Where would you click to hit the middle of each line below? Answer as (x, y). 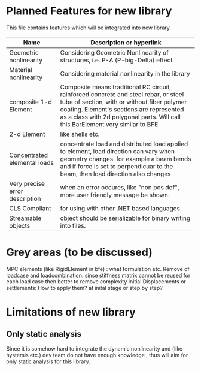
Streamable (25, 218)
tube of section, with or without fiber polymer (124, 102)
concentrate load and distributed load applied (124, 144)
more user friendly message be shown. (115, 195)
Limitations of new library (71, 312)
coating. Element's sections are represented (122, 109)
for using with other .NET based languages (120, 208)
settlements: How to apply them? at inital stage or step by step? (84, 288)
